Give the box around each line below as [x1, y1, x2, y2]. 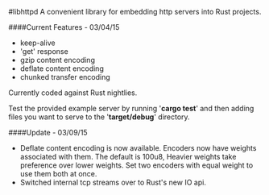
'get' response [19, 47, 68, 56]
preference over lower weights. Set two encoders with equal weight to [19, 160, 254, 170]
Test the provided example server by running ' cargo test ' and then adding [8, 104, 255, 113]
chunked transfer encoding [19, 73, 110, 81]
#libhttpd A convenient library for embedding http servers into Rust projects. [8, 7, 262, 16]
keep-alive [19, 38, 56, 48]
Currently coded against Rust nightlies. [8, 88, 138, 97]
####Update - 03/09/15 [8, 128, 88, 137]
